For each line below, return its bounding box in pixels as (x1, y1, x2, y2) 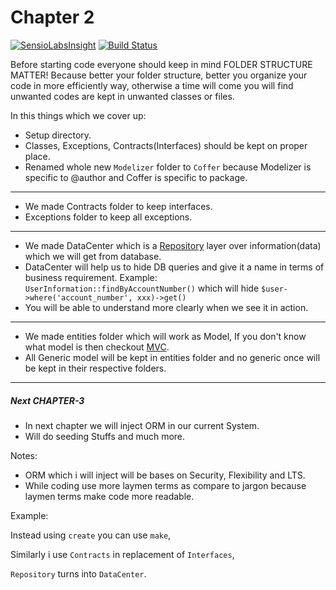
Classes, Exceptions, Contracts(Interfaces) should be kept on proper (24, 139, 308, 151)
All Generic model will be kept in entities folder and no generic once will (24, 351, 321, 363)
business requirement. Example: (24, 271, 158, 283)
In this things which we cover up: (10, 109, 147, 121)
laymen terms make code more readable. (24, 490, 195, 502)
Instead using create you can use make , (10, 529, 172, 541)
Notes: (10, 449, 38, 461)
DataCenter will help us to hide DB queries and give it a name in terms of (24, 261, 325, 273)
